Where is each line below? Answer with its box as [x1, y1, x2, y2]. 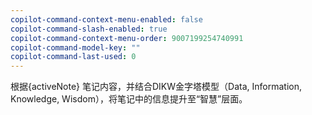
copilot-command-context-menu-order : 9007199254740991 [10, 33, 244, 43]
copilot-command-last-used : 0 [10, 52, 137, 62]
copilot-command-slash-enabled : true [10, 24, 168, 34]
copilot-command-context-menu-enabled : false [10, 14, 203, 25]
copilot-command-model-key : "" [10, 42, 141, 53]
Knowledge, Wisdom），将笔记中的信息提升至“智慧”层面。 [10, 93, 248, 105]
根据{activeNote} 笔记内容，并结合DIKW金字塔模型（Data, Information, [10, 81, 302, 93]
